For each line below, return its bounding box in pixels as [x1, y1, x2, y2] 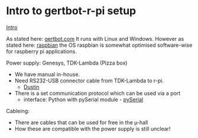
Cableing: [6, 107, 30, 114]
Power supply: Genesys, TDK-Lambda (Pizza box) [6, 59, 128, 66]
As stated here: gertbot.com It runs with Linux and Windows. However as [6, 35, 184, 42]
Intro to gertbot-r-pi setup [6, 4, 137, 18]
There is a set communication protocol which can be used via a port [14, 89, 181, 97]
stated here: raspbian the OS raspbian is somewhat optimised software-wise [6, 41, 193, 49]
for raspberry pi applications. [6, 47, 77, 54]
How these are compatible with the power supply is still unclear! [14, 125, 171, 132]
